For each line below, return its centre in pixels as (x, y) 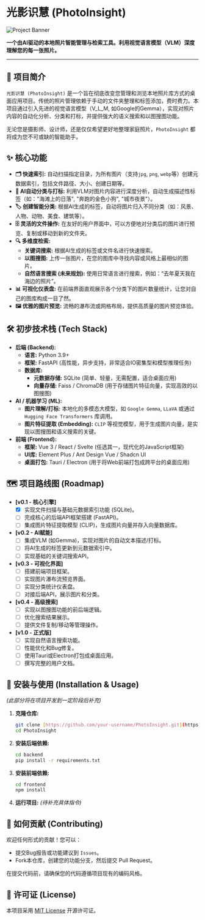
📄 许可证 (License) (41, 895)
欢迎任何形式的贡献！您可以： (44, 840)
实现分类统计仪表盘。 (51, 586)
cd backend (29, 755)
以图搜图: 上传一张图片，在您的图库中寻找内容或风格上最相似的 (103, 258)
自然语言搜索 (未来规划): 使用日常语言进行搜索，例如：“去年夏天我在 (110, 273)
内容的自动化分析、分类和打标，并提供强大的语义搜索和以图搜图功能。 (95, 116)
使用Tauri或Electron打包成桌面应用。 (70, 655)
